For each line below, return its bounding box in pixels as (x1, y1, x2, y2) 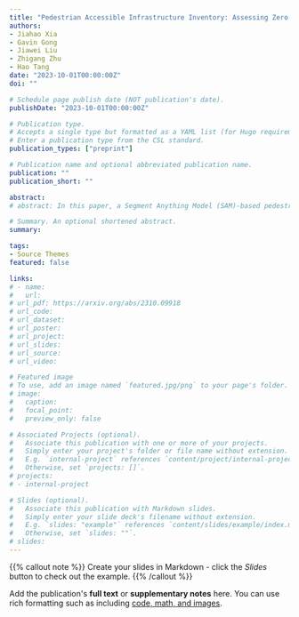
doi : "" (9, 79, 38, 88)
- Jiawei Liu (9, 46, 58, 55)
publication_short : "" (9, 177, 93, 186)
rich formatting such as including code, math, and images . (9, 597, 222, 608)
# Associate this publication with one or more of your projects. (9, 438, 269, 447)
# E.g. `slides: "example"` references (9, 521, 166, 530)
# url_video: (9, 357, 58, 365)
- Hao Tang (9, 63, 50, 72)
